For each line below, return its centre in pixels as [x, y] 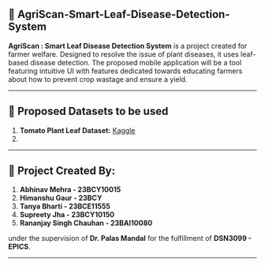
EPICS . [20, 247]
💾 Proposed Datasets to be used [88, 111]
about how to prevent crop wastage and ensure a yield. [98, 79]
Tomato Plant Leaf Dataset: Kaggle [77, 130]
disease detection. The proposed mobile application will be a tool [136, 62]
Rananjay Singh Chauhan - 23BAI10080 [86, 223]
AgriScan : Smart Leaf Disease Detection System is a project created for [128, 46]
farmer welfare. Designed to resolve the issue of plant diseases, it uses [123, 54]
